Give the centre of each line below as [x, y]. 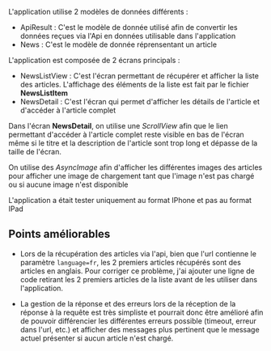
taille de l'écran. [35, 152]
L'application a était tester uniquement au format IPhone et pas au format [130, 200]
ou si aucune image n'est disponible [68, 184]
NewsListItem [44, 93]
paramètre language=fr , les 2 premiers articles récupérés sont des [130, 262]
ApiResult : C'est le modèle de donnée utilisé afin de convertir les [129, 27]
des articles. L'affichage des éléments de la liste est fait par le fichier [134, 85]
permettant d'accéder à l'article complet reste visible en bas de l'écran [126, 134]
